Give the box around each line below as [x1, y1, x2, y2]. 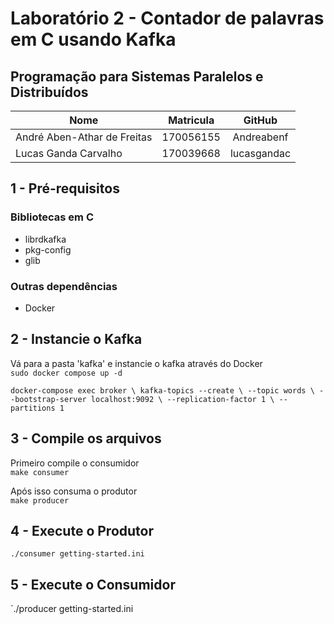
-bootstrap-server [10, 394, 87, 404]
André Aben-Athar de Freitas [15, 130, 153, 144]
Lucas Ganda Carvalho [15, 147, 123, 160]
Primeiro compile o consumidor [10, 457, 140, 469]
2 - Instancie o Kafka [10, 331, 143, 348]
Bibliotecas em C [10, 210, 95, 224]
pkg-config [24, 243, 72, 256]
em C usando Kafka [10, 28, 177, 51]
